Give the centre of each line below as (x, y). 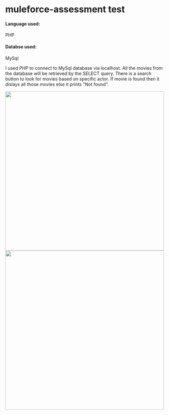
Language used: (23, 23)
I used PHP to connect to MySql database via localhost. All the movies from (84, 68)
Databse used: (21, 46)
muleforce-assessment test (65, 9)
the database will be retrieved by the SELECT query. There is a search (78, 73)
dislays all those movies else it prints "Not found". (57, 84)
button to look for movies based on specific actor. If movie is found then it (82, 79)
